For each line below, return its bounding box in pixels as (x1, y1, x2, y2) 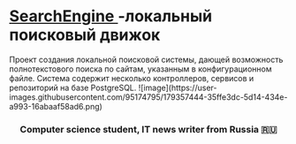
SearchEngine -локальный (9, 6, 213, 27)
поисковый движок (9, 25, 161, 45)
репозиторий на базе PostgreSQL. (9, 82, 137, 93)
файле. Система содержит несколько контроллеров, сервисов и (9, 72, 254, 83)
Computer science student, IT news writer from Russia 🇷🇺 (19, 123, 277, 135)
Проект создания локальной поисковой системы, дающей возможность (9, 54, 284, 64)
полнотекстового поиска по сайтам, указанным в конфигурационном (9, 64, 272, 74)
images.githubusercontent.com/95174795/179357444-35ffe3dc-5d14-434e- (9, 91, 288, 102)
